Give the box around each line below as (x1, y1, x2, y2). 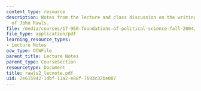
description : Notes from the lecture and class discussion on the (6, 14, 175, 20)
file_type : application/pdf (6, 31, 77, 37)
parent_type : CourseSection (6, 59, 77, 65)
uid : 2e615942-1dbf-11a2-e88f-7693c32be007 (6, 75, 117, 81)
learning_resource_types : (6, 37, 71, 43)
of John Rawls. (11, 20, 50, 26)
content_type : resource (6, 8, 66, 15)
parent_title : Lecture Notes (6, 53, 79, 59)
